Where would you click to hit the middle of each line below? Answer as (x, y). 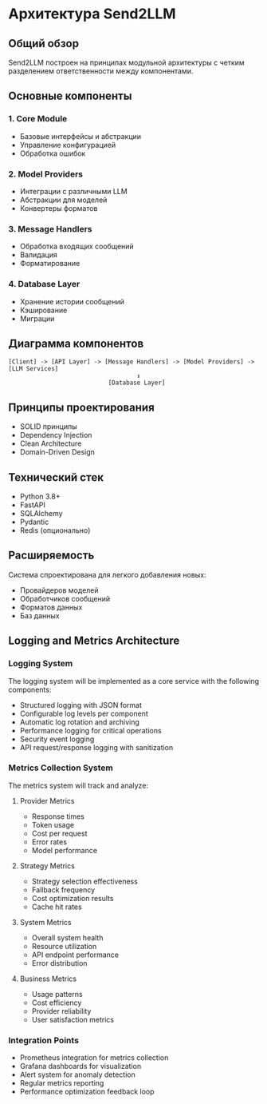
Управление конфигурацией (68, 145)
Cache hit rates (57, 907)
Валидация (38, 255)
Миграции (37, 318)
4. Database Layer (44, 284)
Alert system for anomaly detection (77, 1074)
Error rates (49, 842)
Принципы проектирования (82, 407)
